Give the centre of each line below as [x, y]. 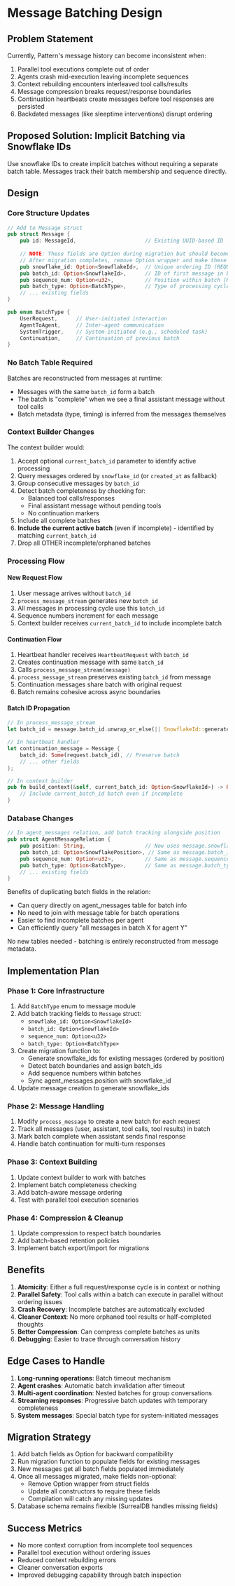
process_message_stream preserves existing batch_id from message [114, 677]
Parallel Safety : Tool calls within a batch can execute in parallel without [120, 1294]
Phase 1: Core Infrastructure [56, 991]
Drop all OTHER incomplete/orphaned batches [84, 543]
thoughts [30, 1324]
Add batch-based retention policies [69, 1240]
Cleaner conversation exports [60, 1568]
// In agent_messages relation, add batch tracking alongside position [114, 833]
